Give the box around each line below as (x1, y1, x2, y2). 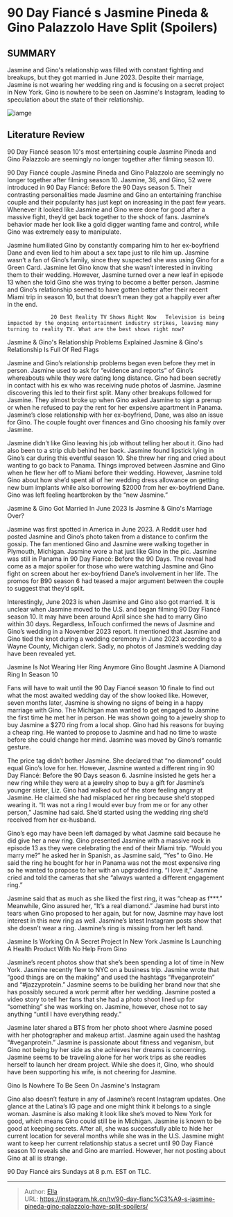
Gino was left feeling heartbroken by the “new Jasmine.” (7, 491, 169, 499)
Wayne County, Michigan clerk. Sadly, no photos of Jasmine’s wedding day (7, 642, 222, 650)
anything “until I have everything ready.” (7, 1010, 122, 1018)
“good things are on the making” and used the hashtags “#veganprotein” (7, 973, 215, 981)
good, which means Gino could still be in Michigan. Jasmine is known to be (7, 1117, 222, 1125)
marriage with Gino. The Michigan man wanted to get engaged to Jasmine (7, 706, 220, 714)
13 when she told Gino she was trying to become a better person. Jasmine (7, 278, 220, 286)
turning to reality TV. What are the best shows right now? (7, 326, 185, 333)
